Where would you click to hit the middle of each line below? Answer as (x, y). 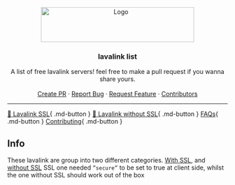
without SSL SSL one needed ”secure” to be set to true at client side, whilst (115, 168)
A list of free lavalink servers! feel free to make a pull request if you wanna (117, 72)
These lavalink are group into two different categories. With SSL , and (106, 161)
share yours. (117, 79)
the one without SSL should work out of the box (76, 175)
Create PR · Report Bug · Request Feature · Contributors (117, 94)
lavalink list (117, 57)
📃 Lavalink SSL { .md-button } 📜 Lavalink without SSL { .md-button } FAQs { (113, 114)
